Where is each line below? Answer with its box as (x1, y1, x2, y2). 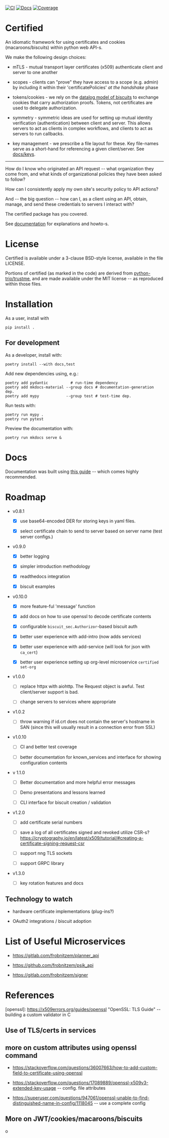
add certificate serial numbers (20, 819, 82, 825)
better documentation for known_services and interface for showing (20, 754, 161, 760)
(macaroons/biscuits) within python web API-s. (5, 44, 103, 50)
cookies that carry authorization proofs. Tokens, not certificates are (12, 99, 153, 105)
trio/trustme (5, 275, 30, 282)
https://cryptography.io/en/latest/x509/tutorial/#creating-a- (20, 835, 144, 841)
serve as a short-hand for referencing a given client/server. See (12, 146, 144, 152)
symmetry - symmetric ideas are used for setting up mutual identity (12, 114, 152, 120)
